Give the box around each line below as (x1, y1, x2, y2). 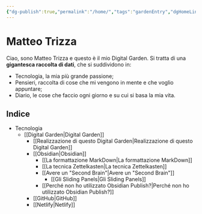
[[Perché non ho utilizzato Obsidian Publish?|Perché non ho (41, 182, 189, 189)
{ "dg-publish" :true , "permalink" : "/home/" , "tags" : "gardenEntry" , (6, 8, 171, 15)
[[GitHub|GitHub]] (32, 195, 77, 202)
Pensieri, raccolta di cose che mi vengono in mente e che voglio (14, 79, 174, 86)
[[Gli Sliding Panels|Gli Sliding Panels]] (50, 176, 146, 183)
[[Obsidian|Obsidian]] (32, 150, 87, 158)
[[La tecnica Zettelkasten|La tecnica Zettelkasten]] (41, 163, 167, 170)
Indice (6, 108, 30, 119)
